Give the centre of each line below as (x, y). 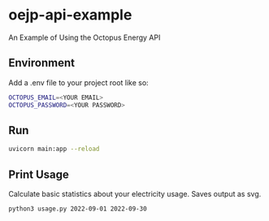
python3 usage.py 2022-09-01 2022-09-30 (78, 209)
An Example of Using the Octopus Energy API (85, 37)
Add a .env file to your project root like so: (78, 82)
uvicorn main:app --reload (54, 149)
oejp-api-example (70, 15)
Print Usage (39, 174)
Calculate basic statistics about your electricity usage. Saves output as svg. (135, 194)
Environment (42, 63)
